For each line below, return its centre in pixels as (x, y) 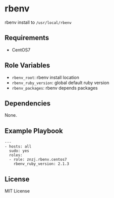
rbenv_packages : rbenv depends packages (55, 88)
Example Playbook (34, 131)
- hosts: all (18, 147)
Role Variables (27, 66)
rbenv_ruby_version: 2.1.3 (41, 164)
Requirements (27, 38)
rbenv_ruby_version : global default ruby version (60, 83)
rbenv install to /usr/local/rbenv (38, 22)
